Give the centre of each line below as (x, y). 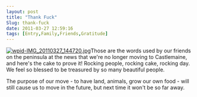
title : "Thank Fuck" (32, 17)
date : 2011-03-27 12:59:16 (40, 28)
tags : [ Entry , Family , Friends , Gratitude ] (57, 34)
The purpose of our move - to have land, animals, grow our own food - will (98, 82)
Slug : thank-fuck (28, 23)
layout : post (22, 12)
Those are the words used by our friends (141, 51)
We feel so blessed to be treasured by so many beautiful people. (86, 70)
